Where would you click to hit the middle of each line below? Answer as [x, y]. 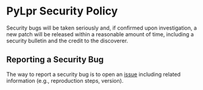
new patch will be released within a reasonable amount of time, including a [100, 34]
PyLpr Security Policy [62, 11]
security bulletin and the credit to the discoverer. [67, 40]
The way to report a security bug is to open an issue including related [94, 74]
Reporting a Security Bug [55, 59]
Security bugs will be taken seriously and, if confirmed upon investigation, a [101, 28]
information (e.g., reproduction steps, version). [65, 80]
